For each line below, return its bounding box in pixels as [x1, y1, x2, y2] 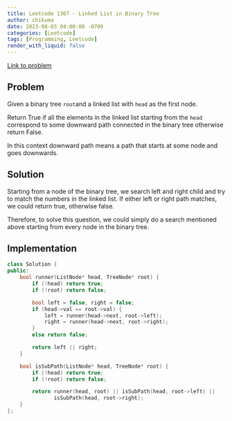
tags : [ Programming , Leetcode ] [7, 36, 98, 43]
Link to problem [7, 62, 52, 69]
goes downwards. [7, 148, 59, 156]
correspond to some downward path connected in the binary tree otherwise [7, 120, 224, 129]
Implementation [7, 243, 78, 255]
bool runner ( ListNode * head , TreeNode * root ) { [19, 274, 159, 281]
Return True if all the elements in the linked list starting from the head [7, 113, 203, 121]
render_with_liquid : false [7, 42, 85, 49]
